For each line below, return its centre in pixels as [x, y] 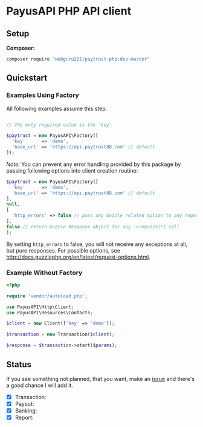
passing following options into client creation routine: [72, 170]
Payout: [24, 403]
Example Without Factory [44, 273]
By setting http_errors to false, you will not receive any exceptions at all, [97, 244]
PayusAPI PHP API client [69, 11]
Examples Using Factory [43, 95]
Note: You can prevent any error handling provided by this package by [94, 164]
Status [19, 364]
